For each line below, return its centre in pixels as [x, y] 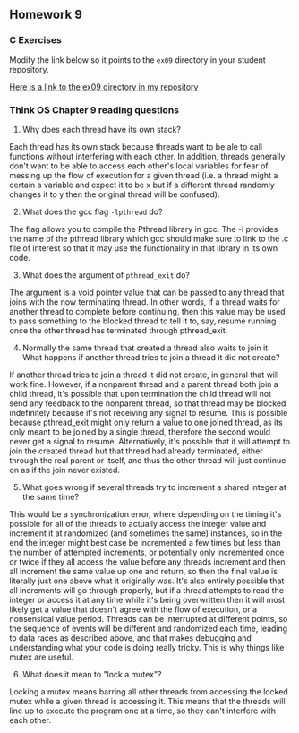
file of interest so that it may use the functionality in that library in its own [144, 248]
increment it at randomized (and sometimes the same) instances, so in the [146, 533]
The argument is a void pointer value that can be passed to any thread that [147, 292]
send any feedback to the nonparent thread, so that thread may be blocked [148, 403]
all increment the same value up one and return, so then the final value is [143, 571]
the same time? [50, 496]
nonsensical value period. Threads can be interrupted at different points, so [149, 618]
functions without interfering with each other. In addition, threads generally [147, 156]
